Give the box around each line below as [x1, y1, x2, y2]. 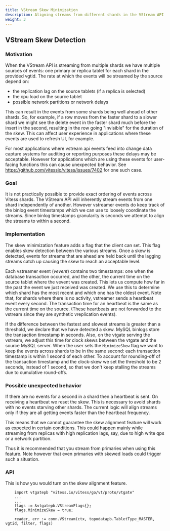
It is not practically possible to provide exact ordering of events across [5, 191, 152, 197]
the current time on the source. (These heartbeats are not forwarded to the [5, 306, 162, 312]
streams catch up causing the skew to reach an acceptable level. [5, 258, 141, 264]
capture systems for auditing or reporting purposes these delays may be [5, 151, 156, 157]
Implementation [5, 231, 46, 238]
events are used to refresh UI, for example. [5, 136, 95, 142]
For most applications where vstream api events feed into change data [5, 145, 152, 152]
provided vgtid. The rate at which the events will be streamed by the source [5, 73, 163, 79]
